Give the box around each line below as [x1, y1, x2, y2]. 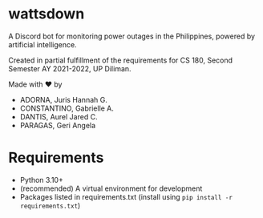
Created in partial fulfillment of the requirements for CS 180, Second [8, 55, 233, 65]
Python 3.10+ [19, 175, 64, 184]
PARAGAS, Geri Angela [19, 120, 96, 130]
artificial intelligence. [8, 39, 78, 49]
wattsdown [8, 5, 85, 23]
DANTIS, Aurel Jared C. [19, 111, 98, 121]
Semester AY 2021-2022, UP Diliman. [8, 63, 131, 73]
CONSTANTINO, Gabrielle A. [19, 103, 115, 113]
